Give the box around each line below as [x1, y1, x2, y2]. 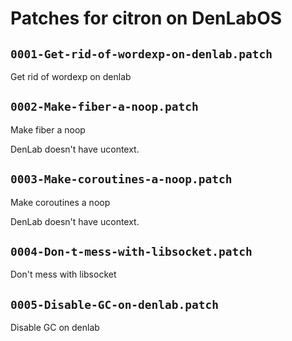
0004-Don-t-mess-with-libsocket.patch [10, 245, 253, 259]
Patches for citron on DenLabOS [10, 7, 283, 30]
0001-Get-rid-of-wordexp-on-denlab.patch [10, 47, 273, 61]
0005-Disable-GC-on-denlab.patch [10, 297, 220, 312]
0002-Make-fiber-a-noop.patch [10, 100, 199, 114]
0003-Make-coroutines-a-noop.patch [10, 172, 233, 187]
